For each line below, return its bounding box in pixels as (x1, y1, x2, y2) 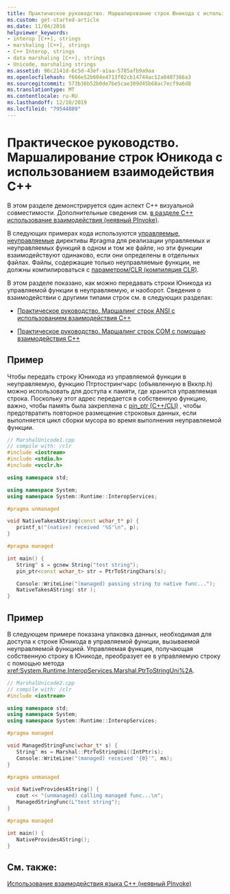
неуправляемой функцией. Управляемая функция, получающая (7, 644, 194, 652)
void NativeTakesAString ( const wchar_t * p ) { (7, 518, 139, 524)
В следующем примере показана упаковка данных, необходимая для (7, 630, 212, 638)
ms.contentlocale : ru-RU (7, 93, 78, 100)
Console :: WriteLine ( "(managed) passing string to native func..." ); (16, 580, 216, 587)
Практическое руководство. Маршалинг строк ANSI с (16, 306, 176, 315)
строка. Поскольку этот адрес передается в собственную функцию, (7, 394, 207, 403)
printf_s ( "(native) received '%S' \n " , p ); (16, 524, 139, 531)
